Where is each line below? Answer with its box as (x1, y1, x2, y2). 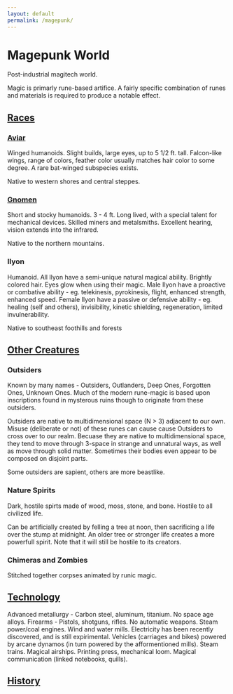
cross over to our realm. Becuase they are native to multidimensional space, (7, 432, 226, 440)
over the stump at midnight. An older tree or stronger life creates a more (7, 530, 215, 538)
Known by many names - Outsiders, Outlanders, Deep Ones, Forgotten (7, 381, 211, 390)
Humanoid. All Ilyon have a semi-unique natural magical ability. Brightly (7, 273, 212, 281)
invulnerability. (7, 310, 50, 318)
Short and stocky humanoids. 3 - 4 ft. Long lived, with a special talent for (7, 211, 218, 219)
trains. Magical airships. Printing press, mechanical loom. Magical (7, 647, 197, 655)
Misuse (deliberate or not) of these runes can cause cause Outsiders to (7, 424, 213, 433)
